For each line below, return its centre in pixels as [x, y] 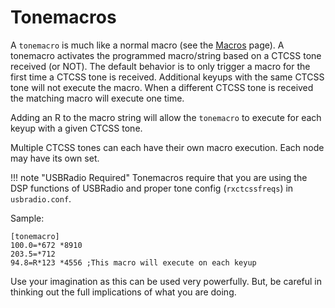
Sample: [27, 218]
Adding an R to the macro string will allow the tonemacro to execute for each [166, 117]
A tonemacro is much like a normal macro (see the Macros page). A [147, 45]
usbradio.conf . [41, 198]
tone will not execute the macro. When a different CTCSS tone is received [162, 87]
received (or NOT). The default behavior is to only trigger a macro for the [160, 66]
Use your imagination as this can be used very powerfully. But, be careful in [166, 281]
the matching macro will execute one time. [97, 98]
